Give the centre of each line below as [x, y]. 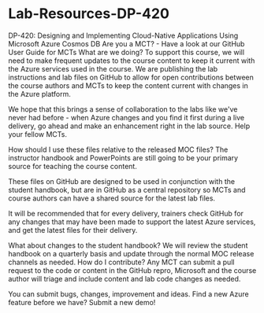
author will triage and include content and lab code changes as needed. [125, 278]
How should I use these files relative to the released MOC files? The [118, 149]
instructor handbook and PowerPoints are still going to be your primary [123, 157]
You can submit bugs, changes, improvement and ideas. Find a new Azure [129, 294]
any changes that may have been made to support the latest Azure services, [132, 222]
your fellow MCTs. [38, 134]
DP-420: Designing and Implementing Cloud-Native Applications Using [123, 35]
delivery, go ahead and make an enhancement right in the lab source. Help [129, 126]
